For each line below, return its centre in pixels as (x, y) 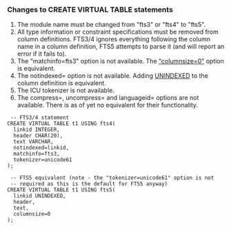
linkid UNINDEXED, (40, 196)
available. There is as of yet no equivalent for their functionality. (108, 105)
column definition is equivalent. (62, 83)
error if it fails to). (42, 54)
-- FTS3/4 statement (40, 118)
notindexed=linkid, (41, 148)
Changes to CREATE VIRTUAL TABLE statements (90, 10)
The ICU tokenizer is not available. (66, 90)
